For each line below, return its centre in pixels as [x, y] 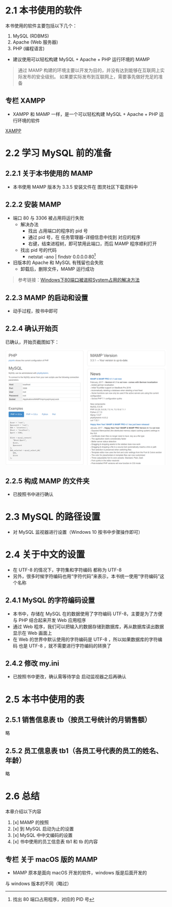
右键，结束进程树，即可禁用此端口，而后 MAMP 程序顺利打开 [92, 244]
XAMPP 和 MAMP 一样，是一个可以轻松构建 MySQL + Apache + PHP [85, 114]
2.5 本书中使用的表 [45, 699]
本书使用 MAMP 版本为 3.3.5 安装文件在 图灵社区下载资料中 [75, 187]
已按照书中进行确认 [33, 494]
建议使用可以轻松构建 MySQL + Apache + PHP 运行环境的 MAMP [81, 59]
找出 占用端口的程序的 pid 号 [58, 231]
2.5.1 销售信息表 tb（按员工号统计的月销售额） [78, 720]
